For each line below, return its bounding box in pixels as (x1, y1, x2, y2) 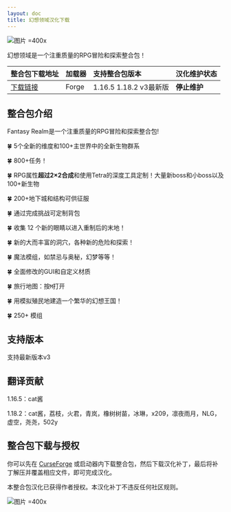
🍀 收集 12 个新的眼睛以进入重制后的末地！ (7, 224, 126, 232)
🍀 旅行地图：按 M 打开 (7, 282, 65, 290)
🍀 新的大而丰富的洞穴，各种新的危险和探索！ (7, 238, 135, 246)
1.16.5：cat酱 (7, 394, 43, 403)
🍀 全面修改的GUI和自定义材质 (7, 268, 91, 276)
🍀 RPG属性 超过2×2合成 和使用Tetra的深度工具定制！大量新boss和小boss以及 (7, 171, 224, 180)
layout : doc (7, 10, 41, 17)
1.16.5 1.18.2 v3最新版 (93, 82, 170, 92)
